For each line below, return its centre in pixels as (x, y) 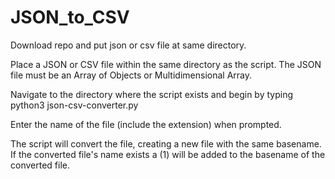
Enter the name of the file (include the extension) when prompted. (146, 124)
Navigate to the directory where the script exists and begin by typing (151, 94)
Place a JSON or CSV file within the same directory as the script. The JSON (166, 64)
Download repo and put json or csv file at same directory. (128, 45)
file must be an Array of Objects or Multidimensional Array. (131, 75)
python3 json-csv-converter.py (74, 105)
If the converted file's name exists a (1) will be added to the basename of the (168, 154)
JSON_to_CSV (70, 17)
